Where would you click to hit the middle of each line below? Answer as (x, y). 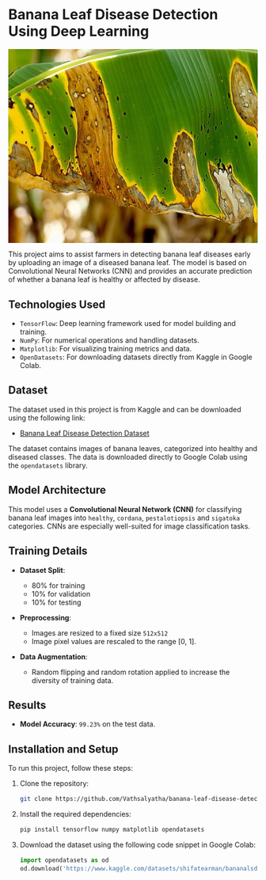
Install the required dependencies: (76, 814)
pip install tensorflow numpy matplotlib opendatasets (112, 829)
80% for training (58, 585)
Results (27, 705)
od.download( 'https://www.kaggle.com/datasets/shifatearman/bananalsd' (140, 868)
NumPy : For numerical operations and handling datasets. (109, 340)
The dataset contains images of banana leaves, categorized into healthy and (133, 448)
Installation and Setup (63, 749)
